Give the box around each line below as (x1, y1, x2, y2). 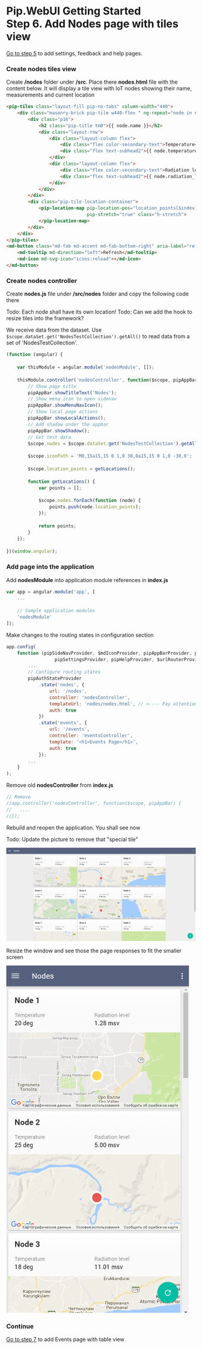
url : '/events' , (49, 727, 90, 733)
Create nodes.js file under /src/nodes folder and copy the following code (6, 290, 189, 297)
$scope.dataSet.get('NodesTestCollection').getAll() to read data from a (6, 333, 190, 340)
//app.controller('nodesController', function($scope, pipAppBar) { (6, 801, 182, 807)
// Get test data (28, 434, 71, 440)
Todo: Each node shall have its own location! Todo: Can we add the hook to (6, 308, 192, 315)
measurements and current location (6, 91, 95, 99)
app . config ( (6, 643, 36, 650)
